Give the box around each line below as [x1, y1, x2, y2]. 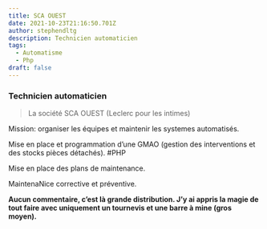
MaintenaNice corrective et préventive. [8, 179, 137, 189]
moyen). [8, 211, 38, 221]
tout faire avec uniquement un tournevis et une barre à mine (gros [8, 203, 233, 213]
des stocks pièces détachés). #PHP [8, 148, 127, 158]
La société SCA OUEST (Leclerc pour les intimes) [27, 109, 191, 119]
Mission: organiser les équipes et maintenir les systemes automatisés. [8, 124, 240, 134]
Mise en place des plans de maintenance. [8, 163, 146, 173]
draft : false [8, 64, 52, 72]
